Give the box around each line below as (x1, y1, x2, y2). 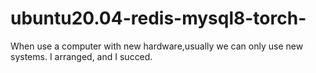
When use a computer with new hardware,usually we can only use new (10, 40, 304, 52)
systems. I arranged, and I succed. (10, 50, 153, 62)
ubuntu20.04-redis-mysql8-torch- (10, 7, 307, 30)
